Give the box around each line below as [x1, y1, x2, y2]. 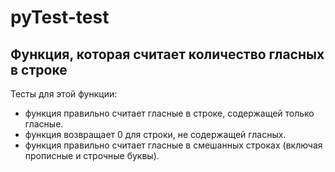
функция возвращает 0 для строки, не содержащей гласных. [24, 129, 287, 140]
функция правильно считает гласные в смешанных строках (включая [24, 139, 323, 151]
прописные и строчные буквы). [24, 150, 160, 161]
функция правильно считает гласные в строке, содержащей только [24, 107, 315, 119]
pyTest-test [10, 6, 110, 29]
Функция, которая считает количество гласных [10, 46, 325, 63]
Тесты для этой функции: [10, 88, 118, 100]
